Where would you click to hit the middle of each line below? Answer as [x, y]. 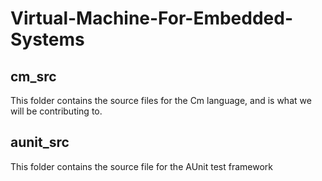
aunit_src [40, 142]
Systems [47, 39]
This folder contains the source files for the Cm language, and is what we [161, 100]
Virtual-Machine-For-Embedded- [152, 18]
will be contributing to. [56, 111]
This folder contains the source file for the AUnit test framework [141, 166]
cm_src [33, 76]
